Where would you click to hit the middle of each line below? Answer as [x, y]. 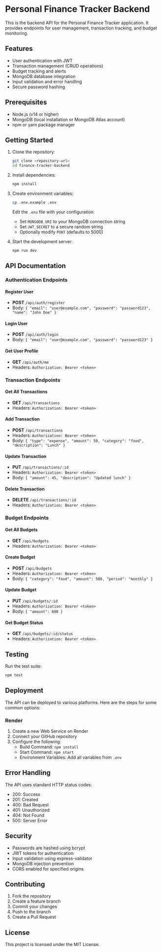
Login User [16, 323]
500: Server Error [30, 820]
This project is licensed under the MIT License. [53, 945]
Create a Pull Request [34, 917]
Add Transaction [23, 419]
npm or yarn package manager [43, 125]
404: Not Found [28, 815]
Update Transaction [26, 456]
